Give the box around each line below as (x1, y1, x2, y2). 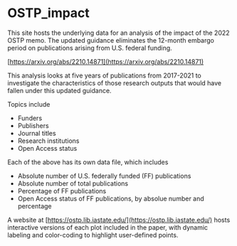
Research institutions (17, 137, 80, 145)
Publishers (17, 121, 49, 129)
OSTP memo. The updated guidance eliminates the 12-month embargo (7, 36, 215, 44)
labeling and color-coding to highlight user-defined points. (7, 230, 179, 239)
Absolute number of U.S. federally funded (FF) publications (17, 171, 191, 180)
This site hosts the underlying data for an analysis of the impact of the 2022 (7, 28, 230, 37)
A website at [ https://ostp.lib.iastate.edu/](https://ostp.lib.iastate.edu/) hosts (7, 215, 231, 224)
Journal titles (17, 129, 56, 137)
